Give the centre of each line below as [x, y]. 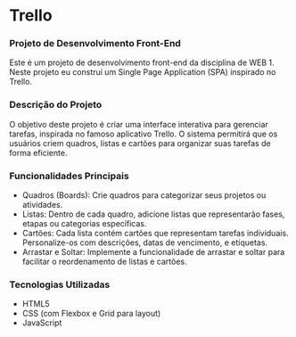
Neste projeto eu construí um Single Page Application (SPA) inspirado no [143, 72]
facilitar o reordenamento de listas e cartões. [104, 262]
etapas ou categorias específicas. [84, 224]
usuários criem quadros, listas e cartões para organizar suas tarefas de [140, 143]
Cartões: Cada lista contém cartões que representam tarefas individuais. [155, 234]
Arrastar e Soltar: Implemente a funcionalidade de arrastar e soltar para [153, 252]
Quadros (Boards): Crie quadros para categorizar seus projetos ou [144, 195]
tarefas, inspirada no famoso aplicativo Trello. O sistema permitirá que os [144, 134]
